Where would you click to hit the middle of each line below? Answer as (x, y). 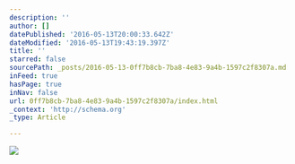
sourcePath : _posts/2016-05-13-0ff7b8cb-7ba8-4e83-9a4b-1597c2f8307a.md (148, 68)
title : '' (28, 51)
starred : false (38, 59)
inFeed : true (34, 76)
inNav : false (34, 92)
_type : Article (38, 117)
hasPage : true (36, 84)
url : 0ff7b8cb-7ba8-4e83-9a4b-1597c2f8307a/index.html (114, 101)
